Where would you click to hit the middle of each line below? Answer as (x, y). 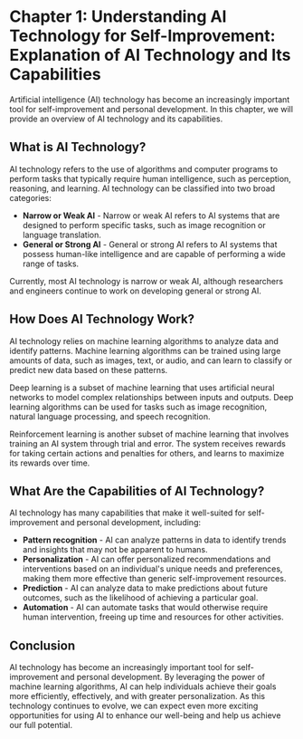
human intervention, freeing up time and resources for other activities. (153, 617)
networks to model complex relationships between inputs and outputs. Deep (151, 397)
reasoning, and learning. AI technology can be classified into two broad (142, 188)
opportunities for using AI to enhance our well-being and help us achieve (145, 715)
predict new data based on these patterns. (89, 369)
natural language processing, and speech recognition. (110, 416)
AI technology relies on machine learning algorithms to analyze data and (144, 341)
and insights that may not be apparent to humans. (115, 550)
